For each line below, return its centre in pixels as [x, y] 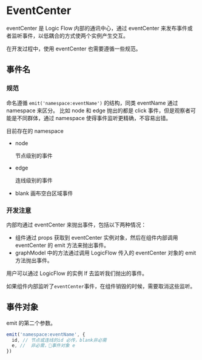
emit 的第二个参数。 [31, 323]
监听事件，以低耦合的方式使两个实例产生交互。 [70, 36]
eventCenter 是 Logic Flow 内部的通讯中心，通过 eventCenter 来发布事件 [97, 28]
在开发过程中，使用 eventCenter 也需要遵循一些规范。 [74, 49]
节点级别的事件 [34, 155]
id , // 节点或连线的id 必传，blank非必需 [59, 340]
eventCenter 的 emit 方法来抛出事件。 [62, 245]
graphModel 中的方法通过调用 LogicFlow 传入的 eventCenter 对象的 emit [106, 253]
